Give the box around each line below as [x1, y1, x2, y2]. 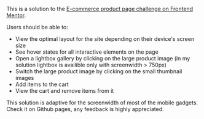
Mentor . [6, 12, 26, 19]
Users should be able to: [6, 24, 69, 31]
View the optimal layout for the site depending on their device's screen [15, 35, 195, 42]
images [15, 74, 34, 81]
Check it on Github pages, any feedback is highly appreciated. [6, 106, 164, 112]
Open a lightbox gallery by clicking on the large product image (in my [15, 55, 190, 62]
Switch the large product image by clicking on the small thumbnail [15, 68, 182, 75]
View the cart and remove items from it [15, 87, 114, 94]
